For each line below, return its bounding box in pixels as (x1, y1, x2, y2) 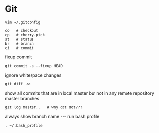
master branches (5, 95, 40, 101)
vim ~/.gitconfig (5, 20, 41, 25)
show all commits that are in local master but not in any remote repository (5, 90, 154, 96)
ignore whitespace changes (5, 72, 62, 78)
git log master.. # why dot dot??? (5, 105, 83, 110)
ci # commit (5, 45, 34, 50)
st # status (5, 37, 34, 42)
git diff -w (5, 81, 30, 86)
